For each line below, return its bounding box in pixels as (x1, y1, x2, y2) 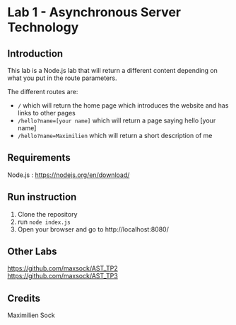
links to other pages (17, 109, 76, 117)
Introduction (7, 47, 64, 59)
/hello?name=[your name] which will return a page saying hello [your (17, 116, 216, 125)
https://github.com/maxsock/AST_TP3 (7, 272, 118, 280)
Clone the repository (17, 210, 78, 218)
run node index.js (17, 217, 71, 226)
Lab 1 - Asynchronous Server (7, 4, 182, 21)
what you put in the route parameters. (7, 74, 117, 82)
